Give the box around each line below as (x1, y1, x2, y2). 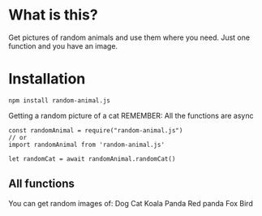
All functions (8, 177, 75, 191)
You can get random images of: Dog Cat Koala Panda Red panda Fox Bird (8, 198, 253, 208)
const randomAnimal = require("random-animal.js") (8, 126, 183, 135)
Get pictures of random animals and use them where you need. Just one (8, 32, 250, 42)
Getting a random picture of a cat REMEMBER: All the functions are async (8, 110, 254, 120)
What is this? (8, 6, 99, 24)
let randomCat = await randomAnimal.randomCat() (8, 154, 176, 163)
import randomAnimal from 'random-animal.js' (8, 140, 165, 149)
